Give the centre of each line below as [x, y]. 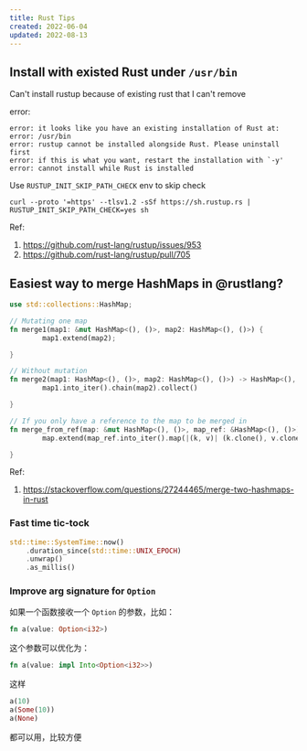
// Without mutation [49, 371]
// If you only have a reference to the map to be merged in [128, 421]
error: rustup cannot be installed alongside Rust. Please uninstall [145, 145]
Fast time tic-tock [49, 523]
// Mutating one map [49, 321]
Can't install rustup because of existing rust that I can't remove [128, 94]
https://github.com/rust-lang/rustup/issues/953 [112, 245]
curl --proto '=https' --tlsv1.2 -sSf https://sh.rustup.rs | [130, 202]
